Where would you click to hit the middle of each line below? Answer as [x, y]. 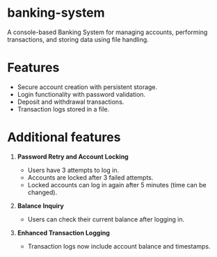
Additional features [64, 138]
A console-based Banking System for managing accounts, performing [107, 32]
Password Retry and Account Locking [73, 156]
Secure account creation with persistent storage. [87, 87]
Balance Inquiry [41, 205]
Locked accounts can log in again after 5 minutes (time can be [117, 185]
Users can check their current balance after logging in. [106, 219]
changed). [42, 192]
